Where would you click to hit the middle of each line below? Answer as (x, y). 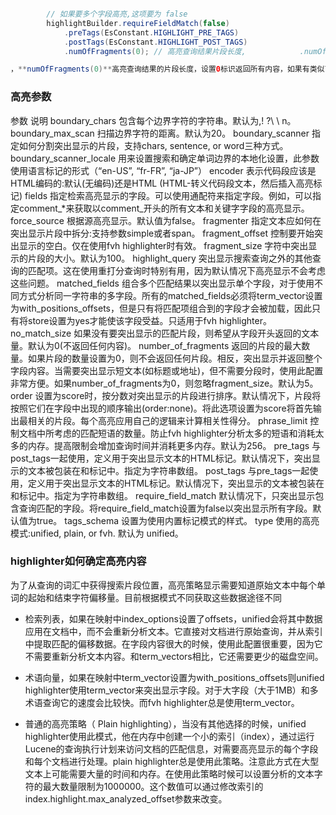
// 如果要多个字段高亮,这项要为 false (117, 14)
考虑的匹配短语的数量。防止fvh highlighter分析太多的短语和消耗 (184, 433)
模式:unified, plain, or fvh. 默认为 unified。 (97, 533)
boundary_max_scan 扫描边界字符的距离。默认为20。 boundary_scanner (160, 133)
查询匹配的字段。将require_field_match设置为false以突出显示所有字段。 (165, 508)
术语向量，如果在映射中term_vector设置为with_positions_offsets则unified (174, 677)
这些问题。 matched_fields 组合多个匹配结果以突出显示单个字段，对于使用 (162, 283)
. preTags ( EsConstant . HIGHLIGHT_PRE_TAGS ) (151, 32)
